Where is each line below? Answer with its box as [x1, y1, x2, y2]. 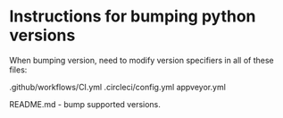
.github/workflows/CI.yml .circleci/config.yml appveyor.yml [9, 81, 226, 92]
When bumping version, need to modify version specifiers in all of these [9, 55, 274, 65]
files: [9, 64, 28, 75]
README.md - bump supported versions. [9, 98, 161, 109]
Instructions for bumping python [9, 6, 256, 27]
